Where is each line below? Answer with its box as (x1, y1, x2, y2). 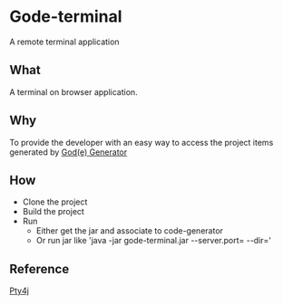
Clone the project (22, 196, 88, 207)
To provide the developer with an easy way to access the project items (9, 137, 274, 148)
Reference (9, 261, 70, 277)
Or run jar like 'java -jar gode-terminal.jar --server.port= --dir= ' (35, 235, 272, 246)
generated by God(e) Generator (9, 147, 128, 157)
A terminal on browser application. (9, 86, 138, 97)
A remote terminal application (9, 36, 120, 47)
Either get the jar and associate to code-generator (35, 225, 224, 236)
